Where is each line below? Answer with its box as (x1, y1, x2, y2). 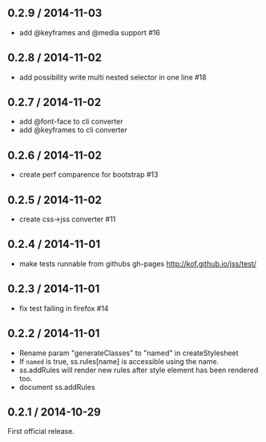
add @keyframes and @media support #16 (18, 27, 161, 37)
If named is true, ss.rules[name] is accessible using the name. (18, 356, 220, 366)
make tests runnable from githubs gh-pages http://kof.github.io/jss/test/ (18, 258, 257, 268)
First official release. (7, 427, 75, 436)
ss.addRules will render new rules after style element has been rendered (18, 365, 259, 375)
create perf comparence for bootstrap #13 (18, 170, 159, 180)
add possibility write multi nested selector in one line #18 (18, 72, 207, 82)
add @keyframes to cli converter (18, 125, 127, 135)
